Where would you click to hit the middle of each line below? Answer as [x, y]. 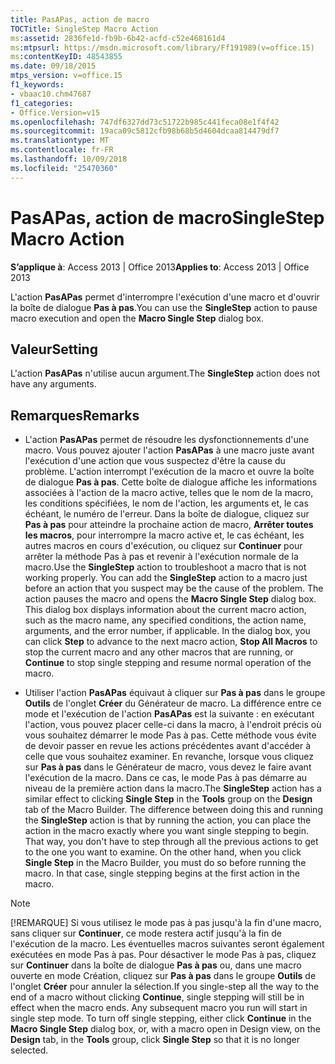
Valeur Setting [54, 349]
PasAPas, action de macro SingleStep [167, 217]
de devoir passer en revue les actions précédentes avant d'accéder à [168, 746]
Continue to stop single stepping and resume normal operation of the [168, 663]
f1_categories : [42, 103]
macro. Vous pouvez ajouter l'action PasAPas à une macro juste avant [169, 450]
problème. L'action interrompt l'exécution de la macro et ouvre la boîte [169, 472]
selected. [29, 1050]
